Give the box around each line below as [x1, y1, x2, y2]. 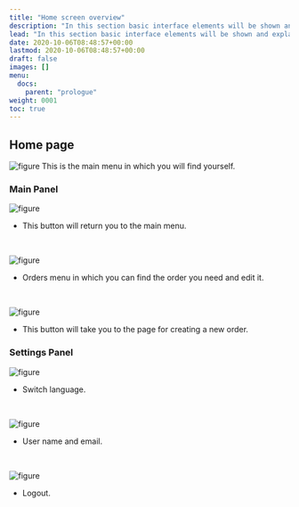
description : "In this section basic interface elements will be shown [9, 21, 280, 30]
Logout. [21, 487, 51, 498]
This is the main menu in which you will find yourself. [41, 161, 236, 172]
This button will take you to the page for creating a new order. [21, 324, 249, 335]
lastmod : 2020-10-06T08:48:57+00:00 [9, 46, 145, 55]
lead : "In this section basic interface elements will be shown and [9, 29, 269, 38]
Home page [9, 137, 75, 152]
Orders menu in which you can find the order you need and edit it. [21, 273, 264, 283]
